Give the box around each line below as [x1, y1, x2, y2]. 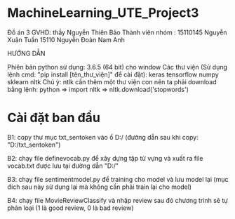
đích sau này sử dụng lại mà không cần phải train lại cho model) [7, 182, 192, 191]
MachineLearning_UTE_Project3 [7, 5, 199, 21]
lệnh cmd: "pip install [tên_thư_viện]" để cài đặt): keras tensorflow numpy [7, 70, 219, 79]
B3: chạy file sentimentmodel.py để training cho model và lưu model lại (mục [7, 175, 229, 183]
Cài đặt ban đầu [7, 110, 100, 126]
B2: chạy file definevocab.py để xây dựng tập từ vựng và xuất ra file [7, 154, 203, 162]
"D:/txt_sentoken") [7, 140, 61, 149]
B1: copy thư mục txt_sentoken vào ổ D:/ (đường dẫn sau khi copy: [7, 133, 199, 141]
